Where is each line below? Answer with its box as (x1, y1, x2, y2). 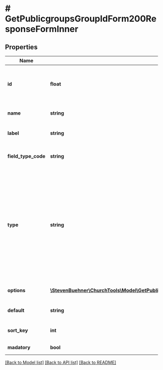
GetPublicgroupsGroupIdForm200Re (5, 13, 157, 24)
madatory (7, 344, 31, 351)
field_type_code (7, 153, 46, 159)
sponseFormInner (5, 24, 79, 34)
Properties (5, 43, 38, 51)
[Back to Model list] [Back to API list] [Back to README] (5, 360, 116, 365)
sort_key (7, 327, 28, 334)
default (7, 307, 25, 314)
